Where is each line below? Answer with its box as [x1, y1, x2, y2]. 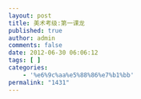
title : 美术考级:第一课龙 [8, 19, 86, 27]
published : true [8, 26, 62, 34]
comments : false [8, 42, 62, 49]
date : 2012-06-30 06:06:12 [8, 49, 99, 57]
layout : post [8, 11, 52, 20]
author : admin [8, 34, 56, 42]
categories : [8, 64, 48, 72]
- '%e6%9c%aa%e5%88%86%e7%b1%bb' [22, 71, 135, 79]
